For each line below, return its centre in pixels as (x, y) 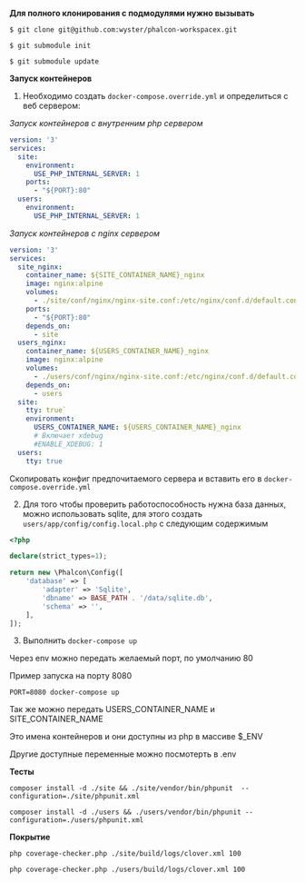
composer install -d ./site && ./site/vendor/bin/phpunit (121, 789)
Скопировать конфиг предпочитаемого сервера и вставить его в (136, 478)
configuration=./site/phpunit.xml (75, 797)
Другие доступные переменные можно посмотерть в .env (123, 754)
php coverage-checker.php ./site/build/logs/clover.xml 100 (126, 854)
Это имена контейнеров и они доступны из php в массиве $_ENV (136, 737)
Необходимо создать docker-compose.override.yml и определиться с (155, 96)
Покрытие (30, 837)
